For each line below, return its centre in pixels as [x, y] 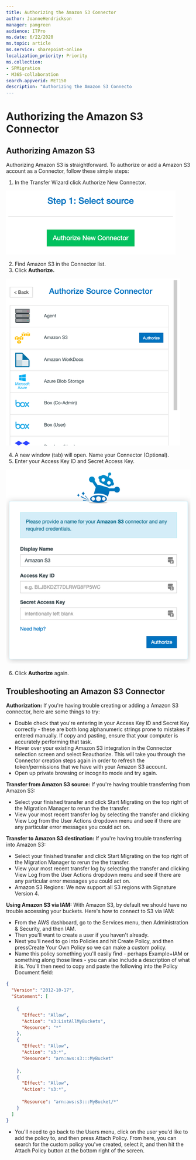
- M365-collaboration [32, 74]
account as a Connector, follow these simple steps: [68, 171]
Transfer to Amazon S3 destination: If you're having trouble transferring [94, 839]
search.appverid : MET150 [36, 81]
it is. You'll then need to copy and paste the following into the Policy [96, 966]
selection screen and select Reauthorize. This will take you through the [100, 755]
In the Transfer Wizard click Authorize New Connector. [80, 183]
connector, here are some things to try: [53, 712]
